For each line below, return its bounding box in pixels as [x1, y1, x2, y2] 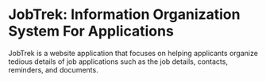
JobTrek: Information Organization [8, 6, 241, 24]
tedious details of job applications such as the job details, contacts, [8, 57, 229, 66]
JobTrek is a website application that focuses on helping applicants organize [8, 48, 258, 58]
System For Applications [8, 22, 175, 40]
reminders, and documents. [8, 65, 98, 74]
